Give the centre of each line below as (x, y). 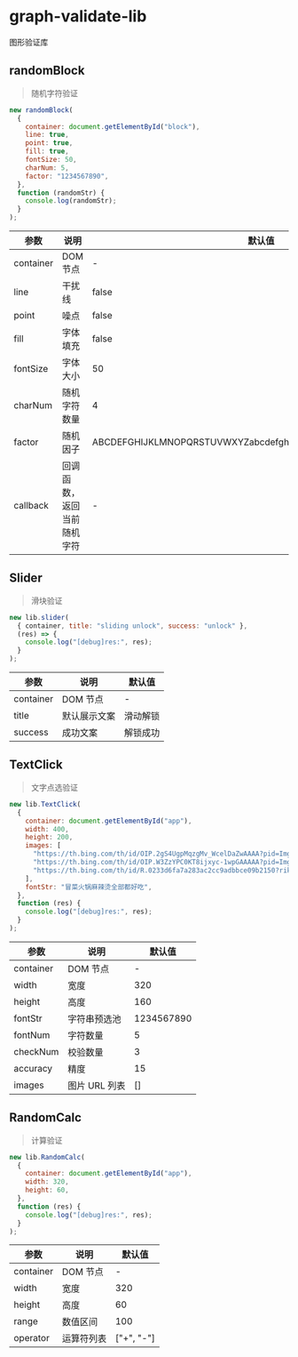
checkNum (36, 1051)
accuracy (33, 1068)
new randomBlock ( (41, 110)
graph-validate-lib (78, 16)
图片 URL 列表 (97, 1085)
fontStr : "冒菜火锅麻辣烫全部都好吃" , (89, 887)
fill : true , (47, 152)
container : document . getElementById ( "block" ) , (113, 126)
